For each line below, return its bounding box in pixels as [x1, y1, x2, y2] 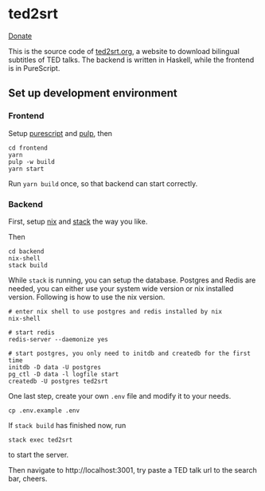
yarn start [8, 165, 45, 173]
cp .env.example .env [8, 407, 80, 415]
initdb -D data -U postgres [8, 363, 102, 371]
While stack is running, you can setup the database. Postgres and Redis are [8, 275, 256, 285]
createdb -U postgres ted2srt [8, 377, 109, 385]
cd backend [8, 247, 45, 255]
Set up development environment [8, 87, 177, 100]
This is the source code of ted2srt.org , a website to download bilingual [8, 46, 240, 56]
